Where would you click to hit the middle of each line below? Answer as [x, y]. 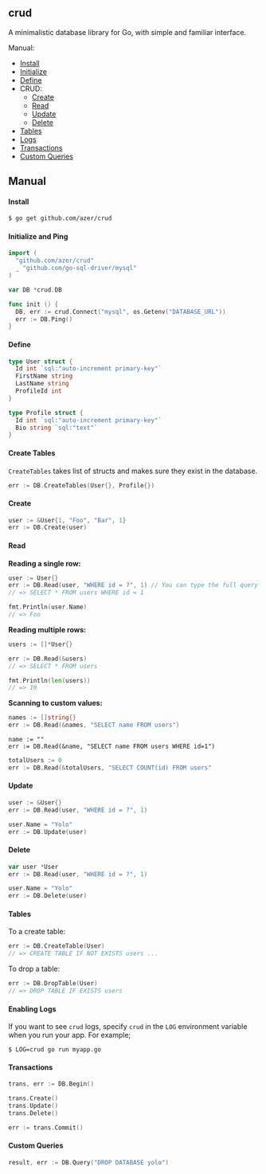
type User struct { [41, 362]
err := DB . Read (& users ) [48, 659]
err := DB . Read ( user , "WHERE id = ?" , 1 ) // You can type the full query [133, 585]
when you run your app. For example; [70, 1035]
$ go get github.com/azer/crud [60, 218]
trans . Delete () [33, 1113]
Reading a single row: [45, 563]
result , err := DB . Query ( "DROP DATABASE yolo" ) [89, 1162]
